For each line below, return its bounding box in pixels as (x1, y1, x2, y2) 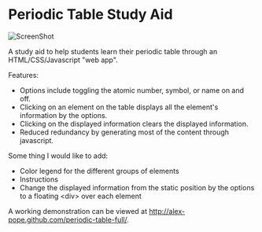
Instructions (19, 175, 59, 184)
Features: (8, 70, 39, 79)
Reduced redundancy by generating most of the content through (19, 127, 230, 137)
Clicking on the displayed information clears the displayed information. (19, 119, 249, 128)
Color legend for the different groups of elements (19, 166, 179, 175)
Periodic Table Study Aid (8, 6, 173, 24)
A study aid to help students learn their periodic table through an (8, 46, 218, 56)
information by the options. (19, 110, 108, 120)
